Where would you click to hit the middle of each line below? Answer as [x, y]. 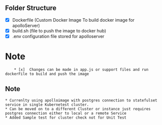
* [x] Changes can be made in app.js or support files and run [81, 69]
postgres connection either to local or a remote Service [66, 113]
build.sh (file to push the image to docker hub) [59, 31]
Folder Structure [31, 8]
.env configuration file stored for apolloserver [58, 36]
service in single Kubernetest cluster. [47, 105]
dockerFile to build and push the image [47, 74]
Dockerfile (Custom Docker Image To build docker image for [73, 20]
